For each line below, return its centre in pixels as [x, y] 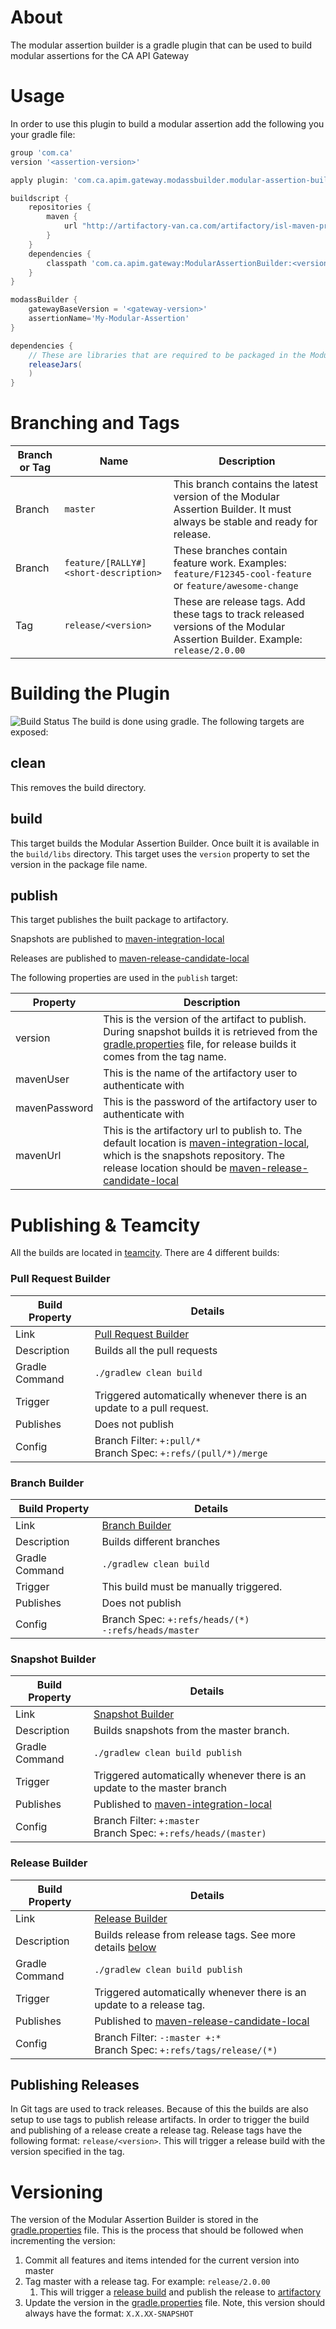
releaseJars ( [55, 364]
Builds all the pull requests [156, 1350]
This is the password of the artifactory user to [210, 1102]
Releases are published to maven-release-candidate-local [130, 958]
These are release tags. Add [239, 602]
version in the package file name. [79, 864]
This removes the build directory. [78, 787]
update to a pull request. [151, 1408]
